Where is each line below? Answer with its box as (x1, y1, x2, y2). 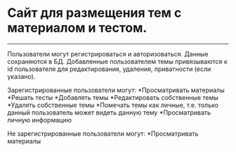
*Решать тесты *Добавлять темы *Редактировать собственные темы (7, 93, 219, 101)
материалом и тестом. (7, 20, 147, 36)
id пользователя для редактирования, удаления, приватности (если (7, 65, 211, 73)
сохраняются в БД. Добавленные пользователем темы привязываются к (7, 57, 228, 65)
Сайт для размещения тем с (7, 5, 182, 21)
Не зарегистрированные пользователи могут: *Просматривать (7, 129, 199, 138)
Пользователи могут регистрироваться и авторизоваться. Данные (7, 49, 209, 58)
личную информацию (7, 115, 72, 124)
